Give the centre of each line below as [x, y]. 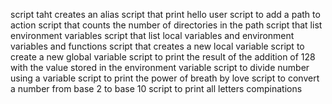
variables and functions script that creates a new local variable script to [157, 46]
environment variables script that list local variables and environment [152, 35]
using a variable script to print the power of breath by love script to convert [165, 78]
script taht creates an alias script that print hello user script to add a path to [165, 14]
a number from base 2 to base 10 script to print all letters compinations [156, 88]
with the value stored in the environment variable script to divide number [160, 67]
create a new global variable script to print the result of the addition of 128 [163, 57]
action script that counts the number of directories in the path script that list [166, 25]
